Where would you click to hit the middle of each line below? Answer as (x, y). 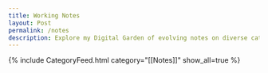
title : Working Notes (44, 15)
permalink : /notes (39, 30)
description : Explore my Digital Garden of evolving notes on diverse (128, 38)
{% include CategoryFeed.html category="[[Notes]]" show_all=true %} (124, 60)
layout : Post (30, 23)
